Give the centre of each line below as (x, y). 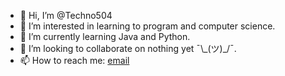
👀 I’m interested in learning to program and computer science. (147, 26)
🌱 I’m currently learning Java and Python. (105, 36)
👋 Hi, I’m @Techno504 (66, 15)
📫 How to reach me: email (74, 60)
